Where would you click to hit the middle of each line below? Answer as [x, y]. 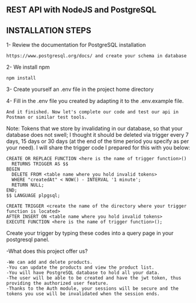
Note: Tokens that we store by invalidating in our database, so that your [95, 128]
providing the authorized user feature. [58, 283]
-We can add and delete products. [50, 262]
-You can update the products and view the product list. [80, 267]
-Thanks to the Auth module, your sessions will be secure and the [93, 289]
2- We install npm [28, 67]
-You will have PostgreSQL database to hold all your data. [83, 273]
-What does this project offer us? [47, 251]
